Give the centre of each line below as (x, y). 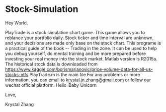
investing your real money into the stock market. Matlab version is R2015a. (81, 58)
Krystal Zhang (19, 104)
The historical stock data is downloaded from (51, 64)
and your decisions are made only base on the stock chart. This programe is (83, 43)
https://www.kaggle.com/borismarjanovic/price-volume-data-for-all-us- (79, 69)
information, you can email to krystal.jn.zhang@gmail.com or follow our (78, 80)
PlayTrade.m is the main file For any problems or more (85, 74)
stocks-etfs (17, 74)
